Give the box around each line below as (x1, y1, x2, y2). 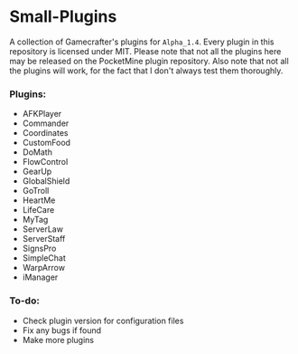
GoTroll (22, 186, 50, 196)
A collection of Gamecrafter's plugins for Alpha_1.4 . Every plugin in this (9, 36, 275, 47)
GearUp (22, 166, 52, 177)
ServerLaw (22, 224, 63, 234)
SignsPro (22, 243, 57, 254)
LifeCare (22, 205, 55, 215)
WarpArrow (22, 263, 66, 273)
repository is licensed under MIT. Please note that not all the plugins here (9, 45, 282, 56)
